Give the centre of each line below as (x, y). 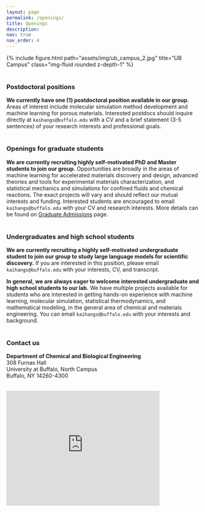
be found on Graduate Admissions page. (57, 214)
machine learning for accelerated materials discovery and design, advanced (102, 175)
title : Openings (27, 23)
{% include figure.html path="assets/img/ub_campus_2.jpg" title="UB (94, 58)
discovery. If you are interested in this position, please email (83, 263)
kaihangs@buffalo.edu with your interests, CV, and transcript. (83, 269)
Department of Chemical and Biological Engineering (74, 356)
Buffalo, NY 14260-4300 (37, 376)
